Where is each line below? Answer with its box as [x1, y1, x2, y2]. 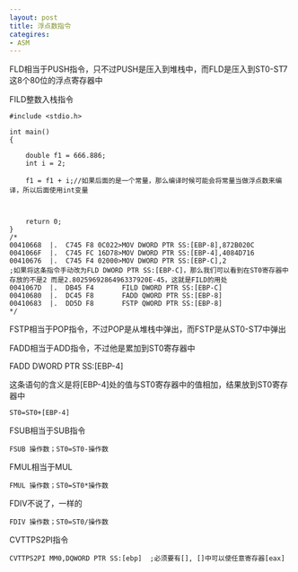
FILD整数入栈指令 [9, 94, 74, 105]
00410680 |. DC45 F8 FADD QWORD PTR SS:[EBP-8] [9, 291, 223, 300]
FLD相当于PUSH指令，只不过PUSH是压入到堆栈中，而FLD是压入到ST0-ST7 [9, 64, 288, 74]
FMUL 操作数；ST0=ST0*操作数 [9, 481, 110, 490]
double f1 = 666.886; [25, 152, 106, 160]
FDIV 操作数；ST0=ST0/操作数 [9, 517, 110, 527]
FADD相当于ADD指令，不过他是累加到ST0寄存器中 [9, 342, 196, 354]
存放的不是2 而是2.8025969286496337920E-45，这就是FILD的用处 [9, 275, 228, 285]
